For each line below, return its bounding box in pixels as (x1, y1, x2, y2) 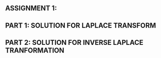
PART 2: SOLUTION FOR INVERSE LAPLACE (5, 38, 143, 47)
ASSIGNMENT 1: (5, 4, 57, 13)
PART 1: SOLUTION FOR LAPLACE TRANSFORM (5, 21, 156, 30)
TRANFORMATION (5, 46, 64, 55)
